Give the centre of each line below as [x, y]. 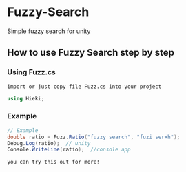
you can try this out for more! [53, 162]
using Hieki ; [26, 98]
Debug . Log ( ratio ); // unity [49, 143]
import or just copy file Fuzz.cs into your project [84, 87]
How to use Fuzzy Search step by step [91, 53]
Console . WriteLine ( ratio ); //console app [69, 150]
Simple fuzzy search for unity [49, 31]
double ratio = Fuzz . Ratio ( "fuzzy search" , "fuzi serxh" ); [94, 137]
